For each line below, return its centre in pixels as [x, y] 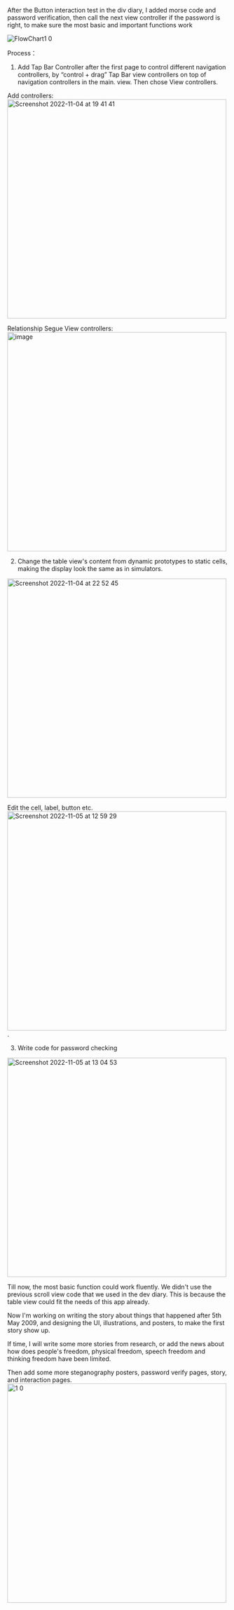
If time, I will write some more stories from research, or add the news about [116, 1344]
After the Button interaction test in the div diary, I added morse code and [112, 10]
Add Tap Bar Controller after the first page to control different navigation [122, 67]
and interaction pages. [40, 1380]
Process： [22, 53]
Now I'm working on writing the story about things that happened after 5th [115, 1315]
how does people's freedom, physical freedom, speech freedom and [106, 1351]
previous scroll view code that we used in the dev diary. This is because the [117, 1294]
